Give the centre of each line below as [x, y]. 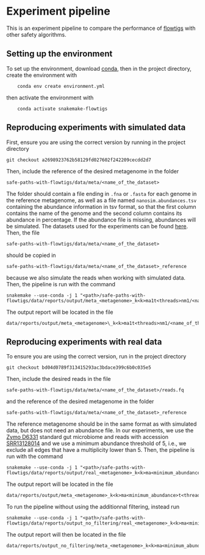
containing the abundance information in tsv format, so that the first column [101, 206]
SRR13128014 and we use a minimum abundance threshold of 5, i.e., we [96, 443]
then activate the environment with [50, 97]
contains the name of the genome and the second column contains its [94, 213]
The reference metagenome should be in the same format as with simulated [102, 424]
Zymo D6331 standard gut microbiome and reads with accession [88, 437]
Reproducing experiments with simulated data [96, 127]
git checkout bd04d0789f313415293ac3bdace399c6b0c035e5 [79, 368]
